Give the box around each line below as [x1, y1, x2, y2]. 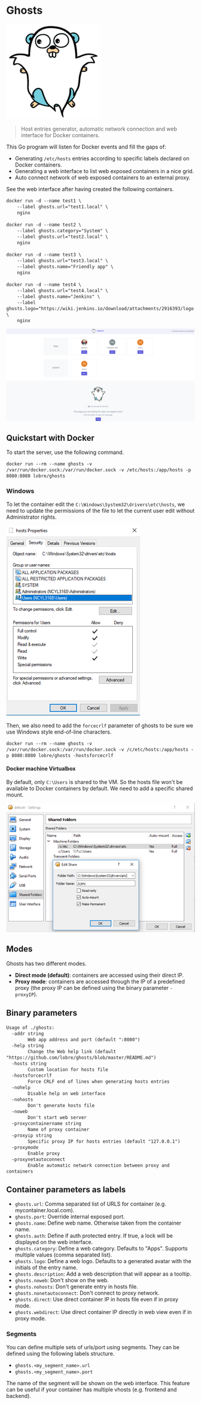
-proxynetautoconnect [11, 1156, 66, 1162]
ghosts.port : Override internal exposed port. [14, 1213, 125, 1221]
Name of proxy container [28, 1127, 90, 1133]
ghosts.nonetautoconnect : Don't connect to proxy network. [14, 1289, 160, 1297]
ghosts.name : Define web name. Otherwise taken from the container [14, 1219, 181, 1227]
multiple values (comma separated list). [14, 1251, 112, 1258]
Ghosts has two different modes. [6, 959, 87, 967]
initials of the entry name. [14, 1264, 78, 1271]
